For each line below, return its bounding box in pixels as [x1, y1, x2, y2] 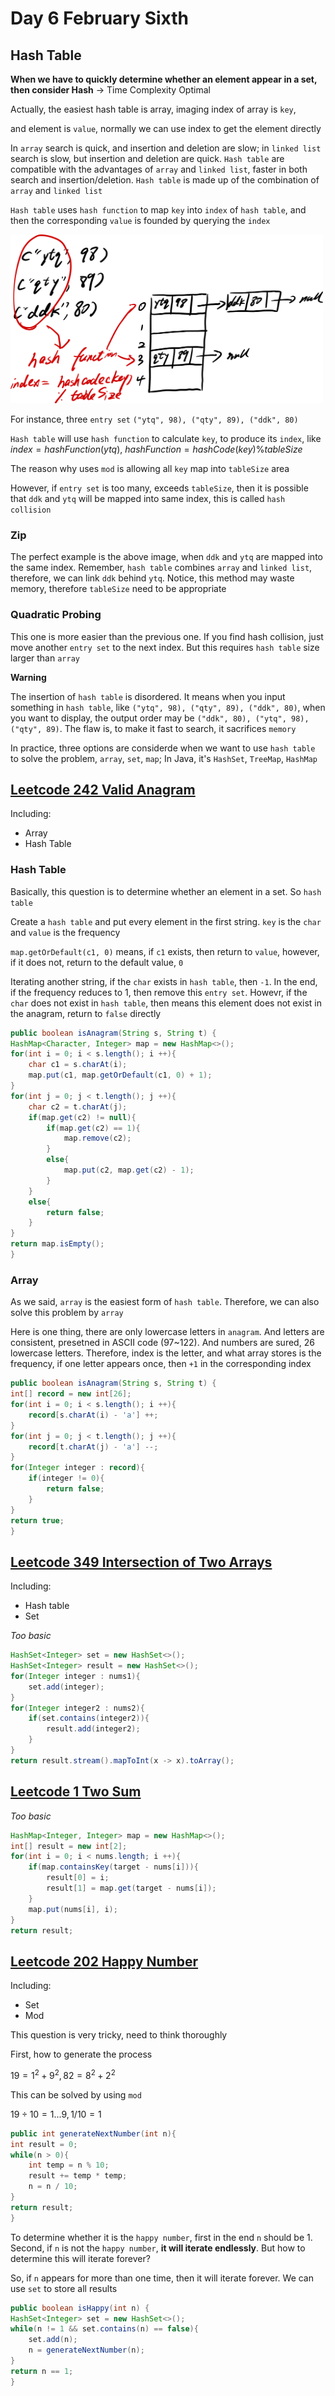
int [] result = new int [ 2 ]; [10, 1841, 128, 1851]
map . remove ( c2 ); [63, 1133, 132, 1144]
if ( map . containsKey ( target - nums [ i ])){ [28, 1862, 199, 1872]
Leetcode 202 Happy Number [10, 1953, 199, 1970]
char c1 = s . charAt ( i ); [28, 1060, 128, 1070]
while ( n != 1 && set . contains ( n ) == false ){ [10, 2324, 199, 2334]
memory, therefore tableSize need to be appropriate [10, 583, 227, 595]
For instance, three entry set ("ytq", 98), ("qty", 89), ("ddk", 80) [10, 413, 299, 425]
